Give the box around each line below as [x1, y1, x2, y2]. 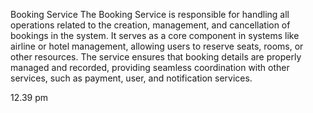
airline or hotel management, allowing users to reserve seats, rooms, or [10, 40, 304, 52]
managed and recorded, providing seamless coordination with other [10, 62, 290, 73]
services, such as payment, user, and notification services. [10, 72, 253, 84]
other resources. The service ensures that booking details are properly [10, 51, 302, 63]
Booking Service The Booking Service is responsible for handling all [10, 9, 290, 20]
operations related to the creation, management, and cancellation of [10, 19, 291, 31]
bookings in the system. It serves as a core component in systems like [10, 30, 300, 41]
